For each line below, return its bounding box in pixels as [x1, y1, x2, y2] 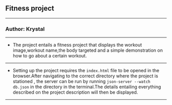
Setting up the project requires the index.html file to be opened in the [12, 68, 160, 74]
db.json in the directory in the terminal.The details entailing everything [12, 84, 161, 90]
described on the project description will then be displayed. [12, 89, 138, 95]
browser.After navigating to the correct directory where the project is [12, 73, 159, 79]
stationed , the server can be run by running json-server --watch [12, 78, 150, 85]
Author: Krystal [5, 25, 45, 32]
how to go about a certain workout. [12, 53, 87, 59]
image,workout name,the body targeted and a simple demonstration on [12, 47, 163, 53]
